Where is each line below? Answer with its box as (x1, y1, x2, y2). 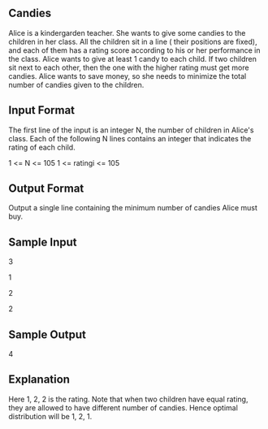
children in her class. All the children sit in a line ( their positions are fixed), (8, 37, 257, 46)
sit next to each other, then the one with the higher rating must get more (8, 63, 249, 72)
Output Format (8, 182, 84, 196)
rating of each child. (8, 142, 76, 152)
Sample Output (8, 327, 87, 341)
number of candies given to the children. (8, 80, 145, 89)
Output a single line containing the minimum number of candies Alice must (8, 203, 258, 213)
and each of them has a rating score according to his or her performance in (8, 45, 261, 55)
